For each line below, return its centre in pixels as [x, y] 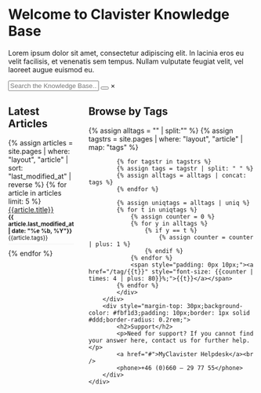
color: [99, 313]
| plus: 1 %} [109, 244]
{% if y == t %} [171, 230]
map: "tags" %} [113, 147]
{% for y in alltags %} [169, 223]
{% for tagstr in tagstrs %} [164, 162]
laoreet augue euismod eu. [51, 69]
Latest [24, 112]
